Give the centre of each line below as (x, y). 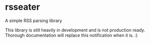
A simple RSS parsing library (34, 21)
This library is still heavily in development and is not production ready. (75, 30)
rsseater (23, 7)
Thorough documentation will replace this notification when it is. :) (71, 35)
